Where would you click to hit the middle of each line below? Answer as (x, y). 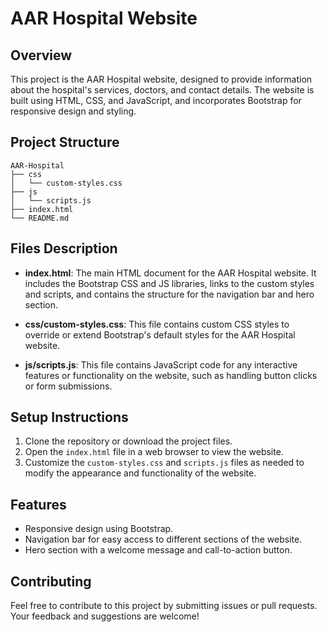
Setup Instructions (69, 417)
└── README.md (40, 218)
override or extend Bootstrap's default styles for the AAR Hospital (160, 334)
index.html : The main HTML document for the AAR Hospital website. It (170, 273)
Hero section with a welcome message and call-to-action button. (158, 550)
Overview (41, 55)
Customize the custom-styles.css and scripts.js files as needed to (164, 463)
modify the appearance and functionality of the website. (140, 473)
